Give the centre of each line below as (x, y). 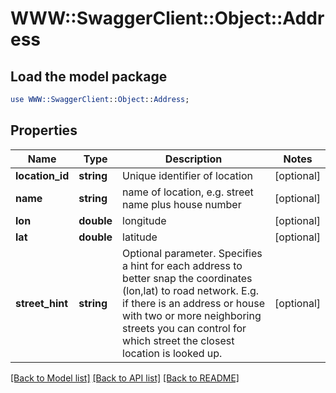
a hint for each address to (182, 265)
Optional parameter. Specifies (192, 253)
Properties (44, 130)
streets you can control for (184, 328)
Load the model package (89, 76)
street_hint (42, 303)
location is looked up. (172, 353)
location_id (42, 175)
